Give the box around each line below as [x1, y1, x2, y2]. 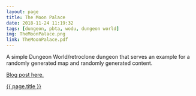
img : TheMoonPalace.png [6, 31, 66, 37]
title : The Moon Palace [6, 14, 66, 20]
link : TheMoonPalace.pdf [6, 37, 68, 43]
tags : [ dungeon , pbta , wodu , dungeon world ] [6, 25, 119, 32]
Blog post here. [6, 71, 44, 78]
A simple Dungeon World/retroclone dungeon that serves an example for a [6, 53, 190, 60]
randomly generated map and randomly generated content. [6, 59, 153, 67]
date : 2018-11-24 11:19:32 [6, 20, 74, 26]
